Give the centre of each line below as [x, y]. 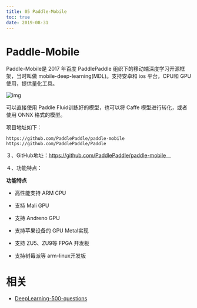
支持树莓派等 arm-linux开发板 [50, 256]
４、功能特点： [24, 168]
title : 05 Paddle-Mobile [36, 12]
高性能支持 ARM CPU [40, 193]
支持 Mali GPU [32, 206]
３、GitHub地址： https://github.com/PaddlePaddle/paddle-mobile [86, 155]
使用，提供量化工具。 [32, 84]
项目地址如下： [24, 127]
